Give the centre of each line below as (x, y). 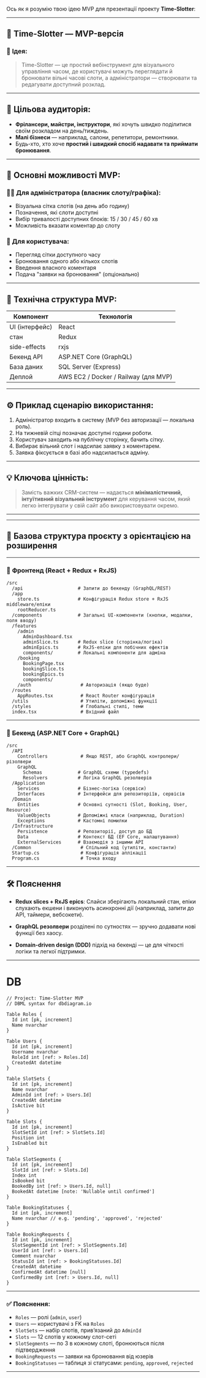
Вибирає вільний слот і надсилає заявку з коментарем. (88, 446)
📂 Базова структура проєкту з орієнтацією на (99, 536)
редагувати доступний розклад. (63, 84)
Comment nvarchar (34, 1256)
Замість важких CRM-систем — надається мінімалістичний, (102, 492)
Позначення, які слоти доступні (57, 213)
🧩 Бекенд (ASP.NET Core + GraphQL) (63, 733)
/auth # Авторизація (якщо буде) (83, 685)
